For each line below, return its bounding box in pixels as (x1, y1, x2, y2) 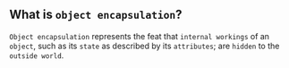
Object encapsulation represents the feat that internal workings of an (9, 30, 270, 41)
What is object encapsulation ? (9, 7, 183, 22)
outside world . (9, 49, 64, 61)
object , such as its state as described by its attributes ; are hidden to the (9, 40, 280, 51)
